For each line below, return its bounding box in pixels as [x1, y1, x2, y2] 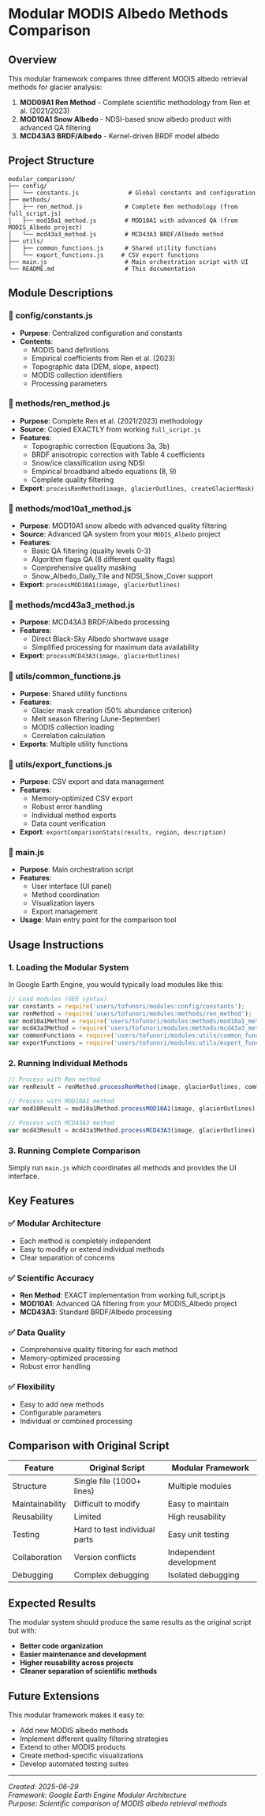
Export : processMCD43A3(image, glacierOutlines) [19, 651, 181, 661]
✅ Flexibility [8, 1381, 55, 1392]
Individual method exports [31, 810, 117, 819]
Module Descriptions [8, 286, 114, 300]
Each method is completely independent [19, 1236, 151, 1245]
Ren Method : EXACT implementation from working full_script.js [19, 1290, 226, 1300]
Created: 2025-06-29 [8, 1781, 79, 1791]
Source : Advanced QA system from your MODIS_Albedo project [19, 529, 221, 539]
